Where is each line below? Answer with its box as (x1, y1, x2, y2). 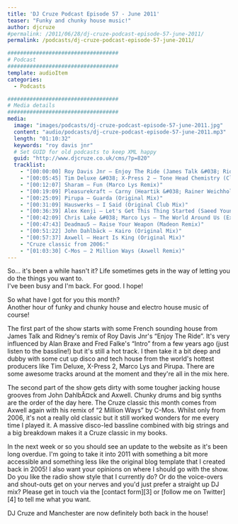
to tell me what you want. (17, 495, 91, 504)
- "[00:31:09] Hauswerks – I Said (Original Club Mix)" (20, 201, 189, 208)
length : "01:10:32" (13, 135, 72, 142)
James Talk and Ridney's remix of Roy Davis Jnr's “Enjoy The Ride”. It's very (7, 332, 230, 341)
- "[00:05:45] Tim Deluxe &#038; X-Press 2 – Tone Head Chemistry (20, 175, 220, 182)
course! (7, 310, 30, 320)
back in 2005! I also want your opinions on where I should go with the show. (7, 465, 229, 474)
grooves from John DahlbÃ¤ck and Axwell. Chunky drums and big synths (7, 391, 222, 400)
